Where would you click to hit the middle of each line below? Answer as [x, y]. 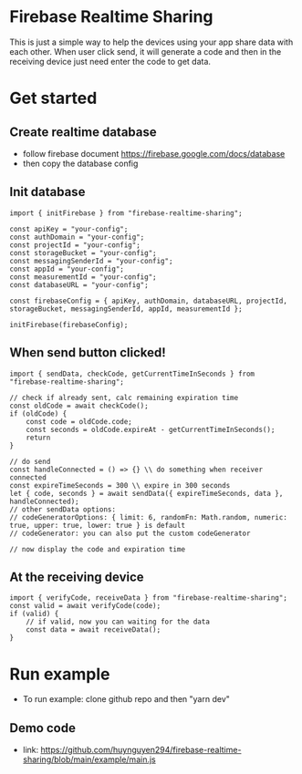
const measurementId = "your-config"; [83, 277]
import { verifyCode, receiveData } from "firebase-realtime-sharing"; [148, 598]
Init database [47, 192]
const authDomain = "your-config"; [77, 237]
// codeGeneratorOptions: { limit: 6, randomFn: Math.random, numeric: [148, 517]
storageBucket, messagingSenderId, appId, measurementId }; [126, 309]
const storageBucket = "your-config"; [83, 253]
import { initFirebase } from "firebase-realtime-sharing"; [126, 213]
